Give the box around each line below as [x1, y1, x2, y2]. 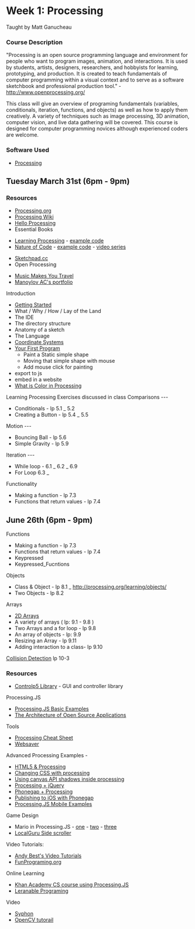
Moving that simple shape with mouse [23, 358, 115, 365]
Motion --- [6, 423, 32, 430]
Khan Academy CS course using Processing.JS [14, 881, 129, 889]
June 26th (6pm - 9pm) [6, 515, 93, 525]
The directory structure [14, 320, 71, 327]
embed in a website [14, 376, 63, 383]
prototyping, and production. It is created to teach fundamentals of [6, 70, 167, 77]
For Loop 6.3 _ [14, 469, 50, 476]
